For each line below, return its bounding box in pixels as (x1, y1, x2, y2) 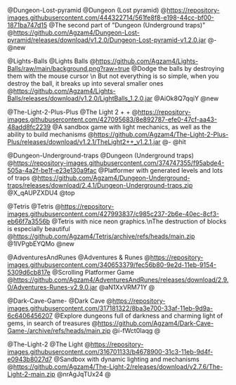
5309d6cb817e (7, 268, 51, 276)
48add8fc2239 (7, 123, 51, 131)
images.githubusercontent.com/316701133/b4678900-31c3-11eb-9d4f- (7, 348, 214, 355)
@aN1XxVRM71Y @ (98, 283, 155, 291)
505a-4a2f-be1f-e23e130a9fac (7, 167, 97, 174)
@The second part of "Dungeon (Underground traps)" (48, 21, 206, 29)
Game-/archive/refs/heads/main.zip (7, 327, 111, 334)
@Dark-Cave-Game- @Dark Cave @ (7, 296, 113, 305)
